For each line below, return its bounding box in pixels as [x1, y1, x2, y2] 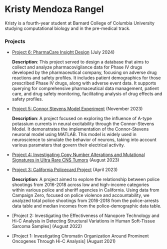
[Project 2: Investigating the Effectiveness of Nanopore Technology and [11, 212, 159, 218]
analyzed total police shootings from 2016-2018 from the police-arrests [11, 197, 159, 203]
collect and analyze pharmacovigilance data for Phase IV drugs [11, 64, 142, 70]
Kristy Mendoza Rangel [4, 3, 104, 15]
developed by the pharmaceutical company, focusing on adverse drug [11, 69, 157, 75]
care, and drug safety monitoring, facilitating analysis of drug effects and [11, 91, 162, 97]
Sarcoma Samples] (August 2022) [11, 223, 82, 229]
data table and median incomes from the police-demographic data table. [11, 203, 162, 209]
